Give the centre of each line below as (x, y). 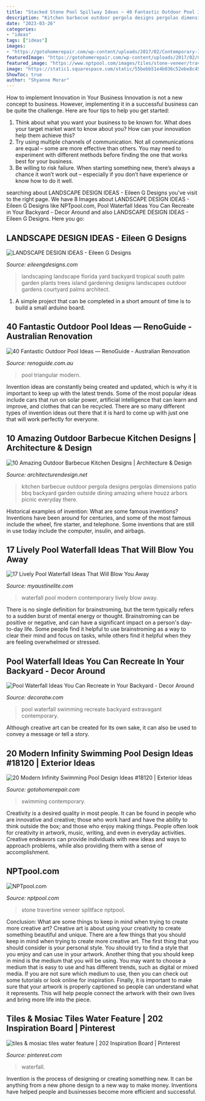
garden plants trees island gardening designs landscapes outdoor (104, 282)
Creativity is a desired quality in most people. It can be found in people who (101, 813)
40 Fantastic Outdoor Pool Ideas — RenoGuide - (99, 327)
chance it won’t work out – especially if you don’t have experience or (102, 174)
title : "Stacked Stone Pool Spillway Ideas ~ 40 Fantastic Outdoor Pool (101, 12)
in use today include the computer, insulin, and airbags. (76, 531)
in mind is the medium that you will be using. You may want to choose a (96, 960)
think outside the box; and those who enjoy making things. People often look (103, 826)
